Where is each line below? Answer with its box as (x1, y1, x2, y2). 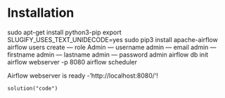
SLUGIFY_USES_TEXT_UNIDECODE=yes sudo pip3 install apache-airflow (7, 35, 218, 43)
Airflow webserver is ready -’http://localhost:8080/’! (7, 71, 158, 80)
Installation (7, 5, 75, 21)
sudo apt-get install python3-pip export (7, 28, 122, 36)
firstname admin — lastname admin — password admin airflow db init (7, 50, 209, 59)
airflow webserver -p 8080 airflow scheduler (7, 57, 138, 66)
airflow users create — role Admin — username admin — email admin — (7, 43, 217, 51)
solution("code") (7, 85, 58, 92)
